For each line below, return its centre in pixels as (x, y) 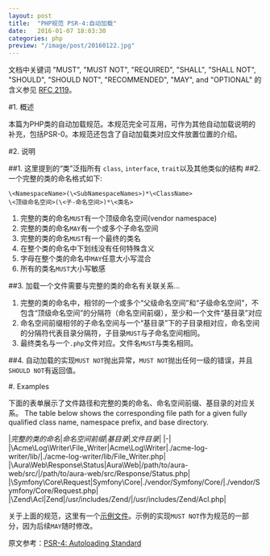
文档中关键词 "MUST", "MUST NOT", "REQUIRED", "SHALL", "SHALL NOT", (132, 70)
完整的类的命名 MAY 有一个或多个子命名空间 (89, 228)
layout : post (30, 16)
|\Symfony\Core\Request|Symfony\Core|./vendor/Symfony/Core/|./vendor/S (134, 482)
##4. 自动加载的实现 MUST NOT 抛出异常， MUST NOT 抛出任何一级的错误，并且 (131, 360)
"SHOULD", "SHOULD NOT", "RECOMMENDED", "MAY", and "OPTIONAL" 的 (135, 80)
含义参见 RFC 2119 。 (42, 90)
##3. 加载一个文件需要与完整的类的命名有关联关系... (94, 286)
